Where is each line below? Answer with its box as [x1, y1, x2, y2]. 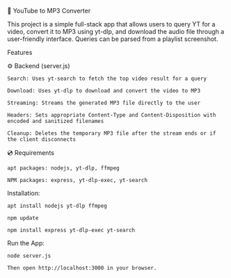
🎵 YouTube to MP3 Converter [7, 7, 91, 15]
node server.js [7, 252, 51, 259]
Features [7, 49, 33, 56]
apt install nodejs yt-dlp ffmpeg [7, 202, 108, 209]
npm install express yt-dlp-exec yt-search [7, 227, 136, 234]
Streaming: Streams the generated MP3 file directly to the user [7, 99, 200, 106]
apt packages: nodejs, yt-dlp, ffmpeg [7, 165, 120, 172]
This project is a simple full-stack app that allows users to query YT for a [7, 20, 216, 28]
